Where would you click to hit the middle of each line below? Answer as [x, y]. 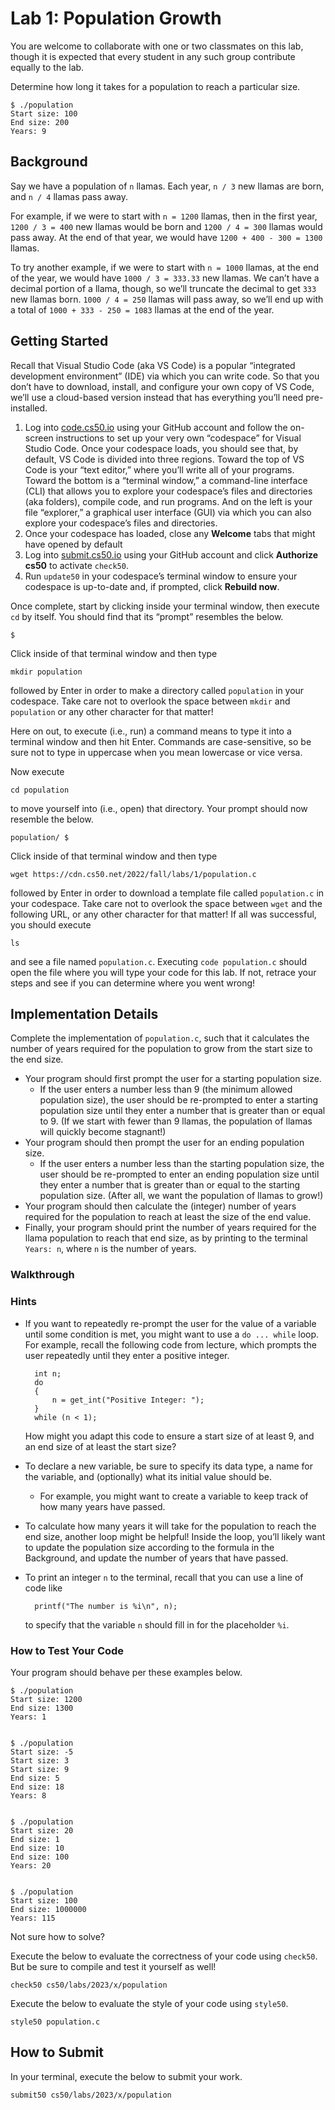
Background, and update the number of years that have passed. [156, 1558]
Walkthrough [42, 1275]
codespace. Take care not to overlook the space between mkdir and [150, 701]
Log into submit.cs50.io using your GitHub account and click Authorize [171, 554]
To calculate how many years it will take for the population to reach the [170, 1526]
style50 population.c [55, 2022]
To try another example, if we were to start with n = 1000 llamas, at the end [164, 267]
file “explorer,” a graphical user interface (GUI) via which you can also [168, 512]
